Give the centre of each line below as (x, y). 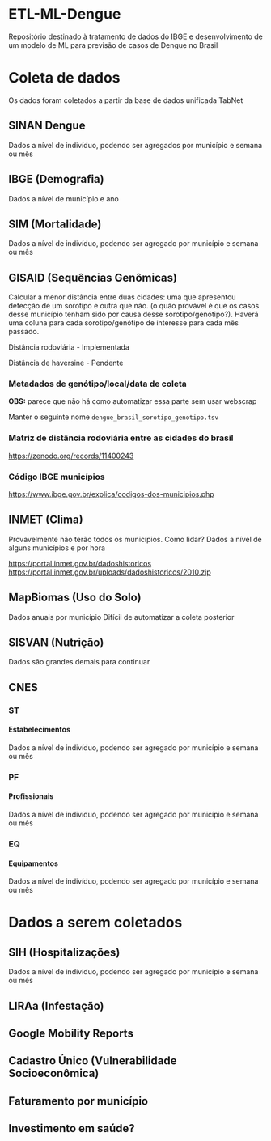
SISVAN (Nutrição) (56, 643)
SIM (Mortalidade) (55, 224)
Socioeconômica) (54, 1073)
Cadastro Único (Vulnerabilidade (93, 1061)
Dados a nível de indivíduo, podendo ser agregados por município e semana (135, 145)
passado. (24, 332)
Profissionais (31, 796)
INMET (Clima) (46, 520)
